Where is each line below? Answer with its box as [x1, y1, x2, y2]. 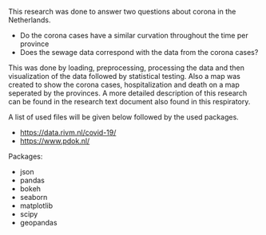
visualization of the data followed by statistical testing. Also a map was [8, 72, 241, 80]
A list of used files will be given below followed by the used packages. [8, 112, 240, 122]
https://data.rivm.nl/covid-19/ [19, 127, 117, 137]
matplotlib [19, 201, 54, 210]
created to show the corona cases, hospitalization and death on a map [8, 80, 240, 89]
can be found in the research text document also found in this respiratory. [8, 97, 251, 106]
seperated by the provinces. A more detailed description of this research [8, 88, 248, 98]
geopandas [19, 218, 58, 227]
